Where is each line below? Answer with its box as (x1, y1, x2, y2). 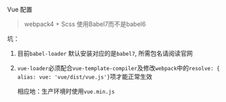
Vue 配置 (7, 6, 33, 13)
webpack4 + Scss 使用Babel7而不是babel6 (23, 20, 146, 28)
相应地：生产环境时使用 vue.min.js (17, 88, 115, 95)
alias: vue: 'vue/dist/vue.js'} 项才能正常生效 (17, 72, 153, 81)
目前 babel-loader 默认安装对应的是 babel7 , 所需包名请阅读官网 (17, 50, 193, 57)
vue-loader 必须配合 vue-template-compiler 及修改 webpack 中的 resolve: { (17, 64, 220, 72)
